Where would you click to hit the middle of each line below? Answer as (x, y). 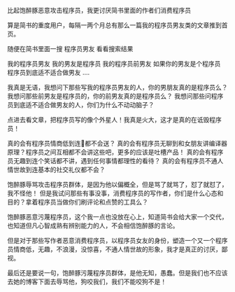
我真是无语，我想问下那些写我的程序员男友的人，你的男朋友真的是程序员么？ (117, 87)
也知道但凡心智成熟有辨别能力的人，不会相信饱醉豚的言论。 (93, 225)
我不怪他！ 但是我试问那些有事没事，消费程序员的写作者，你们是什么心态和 (115, 193)
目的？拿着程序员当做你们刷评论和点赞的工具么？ (78, 202)
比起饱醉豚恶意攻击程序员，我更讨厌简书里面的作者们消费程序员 (99, 10)
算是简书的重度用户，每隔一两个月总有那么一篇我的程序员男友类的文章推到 (114, 25)
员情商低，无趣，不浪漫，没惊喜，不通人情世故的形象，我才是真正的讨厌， (114, 249)
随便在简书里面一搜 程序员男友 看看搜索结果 (70, 49)
